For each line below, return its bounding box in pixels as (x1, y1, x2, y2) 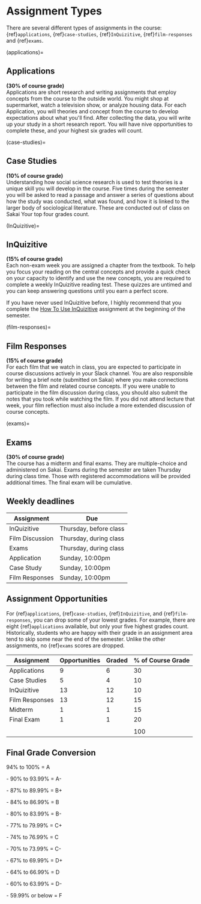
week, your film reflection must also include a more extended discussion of (6, 402, 192, 409)
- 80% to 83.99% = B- (6, 810, 62, 817)
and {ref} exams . (6, 37, 44, 44)
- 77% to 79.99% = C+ (6, 822, 62, 829)
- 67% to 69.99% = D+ (6, 857, 63, 864)
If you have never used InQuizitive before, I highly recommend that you (6, 299, 182, 307)
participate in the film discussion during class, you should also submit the (6, 389, 188, 396)
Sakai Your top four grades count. (6, 210, 90, 217)
